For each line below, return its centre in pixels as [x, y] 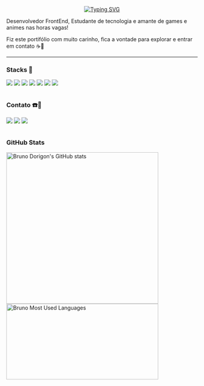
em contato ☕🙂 [25, 46]
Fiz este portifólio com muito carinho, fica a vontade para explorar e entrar [100, 39]
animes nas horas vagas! [37, 28]
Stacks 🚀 [20, 70]
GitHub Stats [25, 142]
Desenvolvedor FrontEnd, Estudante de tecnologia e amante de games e [97, 21]
